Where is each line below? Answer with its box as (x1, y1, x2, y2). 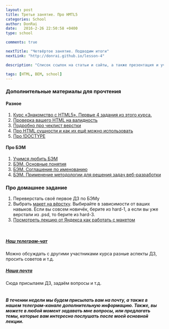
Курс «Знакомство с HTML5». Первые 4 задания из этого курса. (13, 111, 152, 118)
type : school (6, 31, 33, 36)
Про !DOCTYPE (13, 133, 46, 139)
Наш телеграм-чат (6, 238, 48, 244)
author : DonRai (6, 21, 38, 27)
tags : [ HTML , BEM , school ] (6, 71, 62, 77)
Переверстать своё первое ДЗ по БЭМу (13, 196, 100, 201)
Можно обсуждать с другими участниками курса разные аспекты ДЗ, (6, 250, 157, 256)
